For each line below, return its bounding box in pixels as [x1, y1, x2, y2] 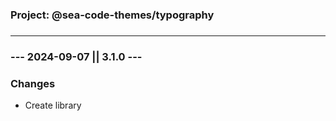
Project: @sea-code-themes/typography [10, 8, 215, 22]
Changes [10, 76, 56, 90]
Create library [24, 99, 82, 112]
